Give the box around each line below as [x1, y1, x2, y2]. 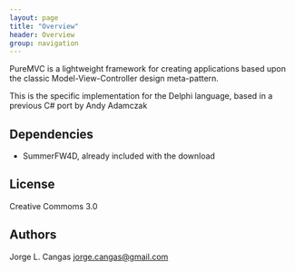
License [9, 177, 55, 192]
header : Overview [9, 30, 75, 39]
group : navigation [9, 38, 79, 48]
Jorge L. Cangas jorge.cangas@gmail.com [9, 251, 169, 262]
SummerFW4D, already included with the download [22, 150, 216, 161]
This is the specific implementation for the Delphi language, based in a [9, 91, 273, 102]
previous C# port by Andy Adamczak [9, 101, 148, 111]
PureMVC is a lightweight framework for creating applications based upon [9, 63, 286, 74]
